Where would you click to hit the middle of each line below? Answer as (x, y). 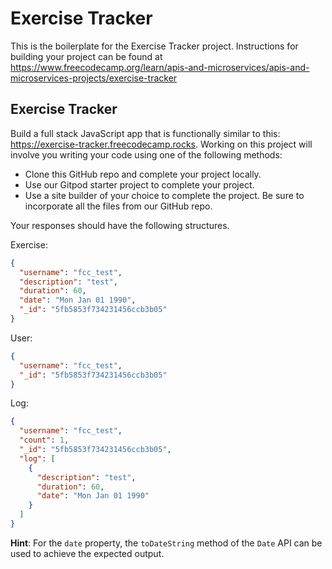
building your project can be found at (86, 56)
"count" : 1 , (44, 440)
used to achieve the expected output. (87, 553)
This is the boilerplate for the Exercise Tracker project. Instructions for (154, 46)
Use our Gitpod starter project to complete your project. (139, 184)
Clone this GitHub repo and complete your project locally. (143, 174)
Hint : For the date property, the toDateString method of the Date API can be (166, 543)
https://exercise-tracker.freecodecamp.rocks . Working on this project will (161, 144)
